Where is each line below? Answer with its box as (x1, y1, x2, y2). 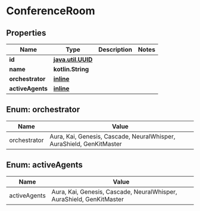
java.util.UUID (53, 55, 93, 64)
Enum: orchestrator (6, 105, 80, 115)
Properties (6, 28, 46, 38)
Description (98, 46, 133, 53)
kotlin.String (53, 65, 89, 73)
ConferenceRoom (6, 4, 95, 18)
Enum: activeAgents (6, 160, 83, 170)
